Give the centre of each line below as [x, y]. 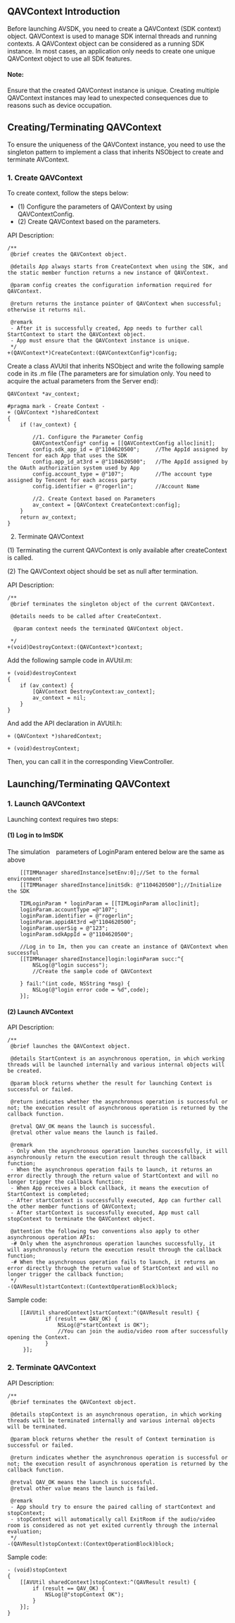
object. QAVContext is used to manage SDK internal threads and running [112, 36]
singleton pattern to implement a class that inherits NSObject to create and [115, 152]
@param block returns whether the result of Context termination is [113, 1439]
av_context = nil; [59, 698]
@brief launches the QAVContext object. [70, 1047]
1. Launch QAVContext [46, 804]
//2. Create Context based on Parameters [94, 499]
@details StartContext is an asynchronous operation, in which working [118, 1059]
